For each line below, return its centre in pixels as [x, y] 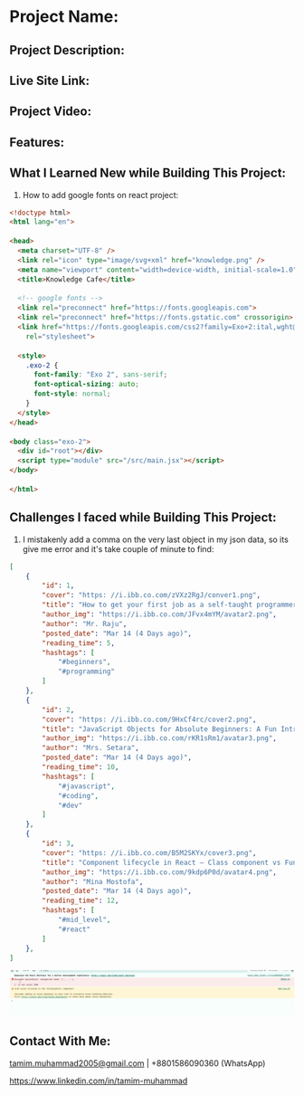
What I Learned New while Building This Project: [148, 173]
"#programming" [86, 671]
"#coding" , [78, 795]
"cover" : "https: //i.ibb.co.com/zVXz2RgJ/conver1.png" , [151, 595]
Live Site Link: [50, 80]
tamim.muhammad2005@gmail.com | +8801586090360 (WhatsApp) [138, 1063]
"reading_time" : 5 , [79, 643]
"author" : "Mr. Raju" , [85, 624]
